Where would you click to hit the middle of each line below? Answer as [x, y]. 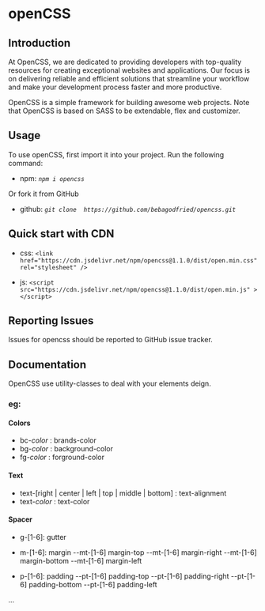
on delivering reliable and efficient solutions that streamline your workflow [129, 79]
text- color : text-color [55, 501]
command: [26, 163]
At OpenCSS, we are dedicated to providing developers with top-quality [125, 62]
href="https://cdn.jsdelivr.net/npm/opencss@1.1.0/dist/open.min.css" [138, 260]
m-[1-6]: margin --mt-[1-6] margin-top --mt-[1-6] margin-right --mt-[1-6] [138, 552]
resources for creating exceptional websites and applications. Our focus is [129, 70]
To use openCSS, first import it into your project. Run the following [116, 154]
